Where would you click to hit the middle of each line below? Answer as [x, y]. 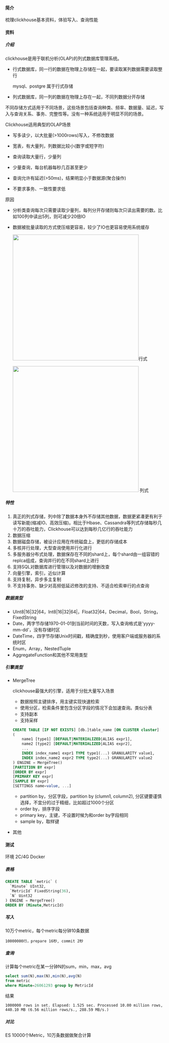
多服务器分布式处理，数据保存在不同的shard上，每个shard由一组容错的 [86, 554]
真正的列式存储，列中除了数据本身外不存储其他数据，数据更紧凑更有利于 [87, 516]
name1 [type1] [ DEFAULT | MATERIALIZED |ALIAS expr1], [77, 739]
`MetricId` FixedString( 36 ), [40, 891]
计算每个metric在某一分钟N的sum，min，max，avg [58, 966]
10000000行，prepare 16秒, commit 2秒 [45, 941]
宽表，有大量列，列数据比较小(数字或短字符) [58, 146]
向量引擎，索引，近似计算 [39, 573]
